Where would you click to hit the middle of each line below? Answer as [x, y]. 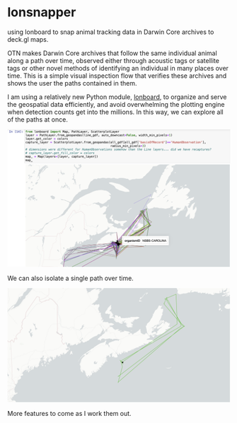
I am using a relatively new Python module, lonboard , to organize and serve [117, 97]
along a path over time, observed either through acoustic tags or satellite [113, 60]
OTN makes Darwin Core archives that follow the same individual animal [112, 53]
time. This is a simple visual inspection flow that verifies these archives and [117, 76]
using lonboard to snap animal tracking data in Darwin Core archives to [111, 32]
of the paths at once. [38, 119]
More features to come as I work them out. [70, 414]
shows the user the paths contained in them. [72, 83]
